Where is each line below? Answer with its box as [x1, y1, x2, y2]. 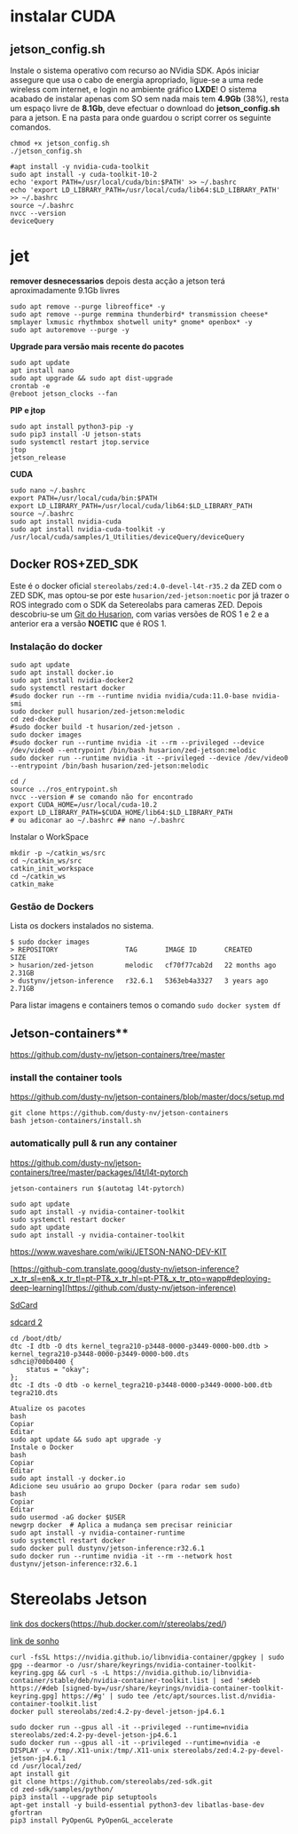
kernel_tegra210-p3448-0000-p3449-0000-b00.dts [10, 1349, 190, 1359]
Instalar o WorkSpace [10, 832, 90, 842]
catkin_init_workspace [10, 865, 94, 873]
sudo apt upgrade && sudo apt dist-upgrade [10, 373, 174, 383]
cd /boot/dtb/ [10, 1334, 63, 1343]
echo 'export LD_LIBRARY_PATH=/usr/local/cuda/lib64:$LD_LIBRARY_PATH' [10, 186, 280, 195]
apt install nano [10, 366, 74, 375]
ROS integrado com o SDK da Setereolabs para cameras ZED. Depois [10, 599, 263, 610]
